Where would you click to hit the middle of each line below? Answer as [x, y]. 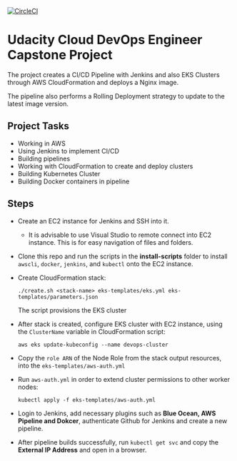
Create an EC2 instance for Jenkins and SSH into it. [93, 221]
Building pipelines [44, 158]
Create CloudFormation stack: [62, 278]
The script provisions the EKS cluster [72, 310]
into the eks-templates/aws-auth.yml [71, 365]
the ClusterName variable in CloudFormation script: [91, 331]
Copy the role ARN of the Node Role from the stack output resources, [120, 358]
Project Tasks [39, 126]
